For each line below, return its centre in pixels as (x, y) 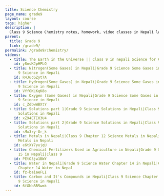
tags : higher (18, 23)
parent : (13, 37)
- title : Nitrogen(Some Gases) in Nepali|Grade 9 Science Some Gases (82, 69)
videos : (13, 55)
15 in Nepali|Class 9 (40, 154)
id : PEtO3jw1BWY (31, 159)
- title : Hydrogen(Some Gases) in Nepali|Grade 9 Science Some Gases (82, 82)
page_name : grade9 (24, 14)
